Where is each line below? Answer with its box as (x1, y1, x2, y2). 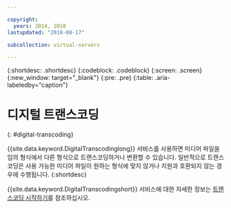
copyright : (7, 16, 39, 23)
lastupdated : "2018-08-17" (7, 29, 85, 36)
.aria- (154, 74, 170, 82)
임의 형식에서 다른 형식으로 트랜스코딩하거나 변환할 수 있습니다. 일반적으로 (7, 153, 206, 162)
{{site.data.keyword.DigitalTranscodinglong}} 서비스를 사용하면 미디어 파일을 (7, 145, 220, 153)
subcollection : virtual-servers (7, 41, 100, 48)
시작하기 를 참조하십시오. (25, 194, 91, 202)
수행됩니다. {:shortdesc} (19, 170, 88, 179)
